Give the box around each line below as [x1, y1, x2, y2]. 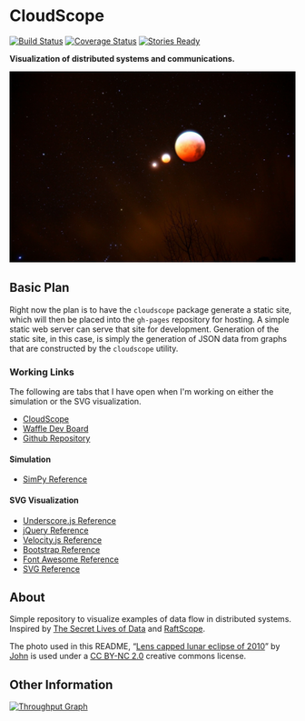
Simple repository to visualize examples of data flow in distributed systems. [9, 614, 292, 625]
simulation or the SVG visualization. [9, 396, 143, 407]
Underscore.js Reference [22, 515, 116, 526]
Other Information [9, 676, 113, 692]
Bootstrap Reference [22, 544, 101, 555]
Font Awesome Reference [22, 554, 120, 565]
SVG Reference [22, 563, 80, 574]
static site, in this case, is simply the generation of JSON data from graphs [9, 333, 288, 344]
